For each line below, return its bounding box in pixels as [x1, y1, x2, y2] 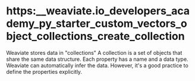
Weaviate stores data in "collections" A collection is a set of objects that [6, 49, 183, 56]
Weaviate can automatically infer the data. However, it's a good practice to [6, 61, 188, 69]
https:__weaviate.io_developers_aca [6, 4, 190, 18]
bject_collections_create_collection [6, 30, 185, 43]
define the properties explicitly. [6, 68, 82, 75]
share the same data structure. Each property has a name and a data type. [6, 55, 188, 63]
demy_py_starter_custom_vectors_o [6, 17, 187, 30]
